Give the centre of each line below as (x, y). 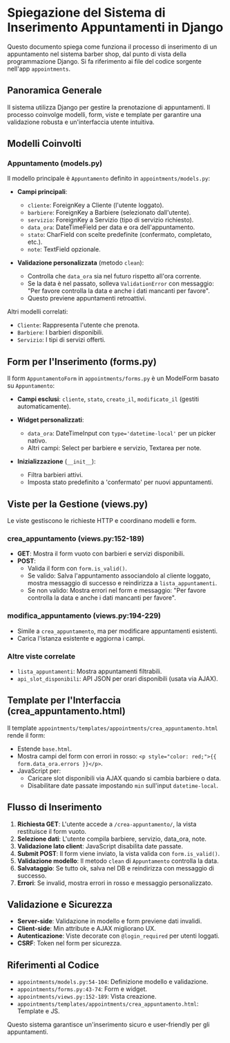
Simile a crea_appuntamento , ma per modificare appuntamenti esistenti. (117, 631)
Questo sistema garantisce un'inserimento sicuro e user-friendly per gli (108, 1025)
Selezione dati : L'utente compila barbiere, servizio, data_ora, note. (112, 839)
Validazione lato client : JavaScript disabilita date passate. (100, 846)
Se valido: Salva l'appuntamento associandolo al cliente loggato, (119, 576)
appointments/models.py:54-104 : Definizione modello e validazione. (113, 982)
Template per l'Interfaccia (64, 701)
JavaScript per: (39, 771)
